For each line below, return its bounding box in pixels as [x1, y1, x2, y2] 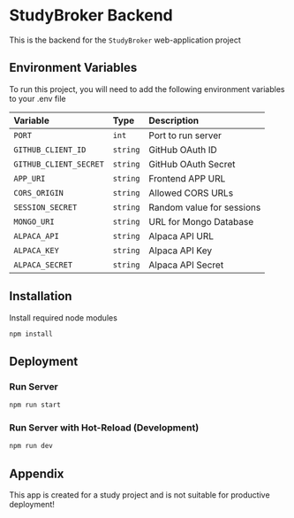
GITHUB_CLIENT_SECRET [13, 158, 104, 169]
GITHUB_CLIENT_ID [13, 144, 87, 155]
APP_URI [13, 174, 46, 183]
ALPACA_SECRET [13, 259, 73, 270]
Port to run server [148, 129, 222, 142]
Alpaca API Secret [148, 259, 224, 271]
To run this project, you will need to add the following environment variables [9, 83, 285, 94]
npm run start [9, 400, 62, 410]
